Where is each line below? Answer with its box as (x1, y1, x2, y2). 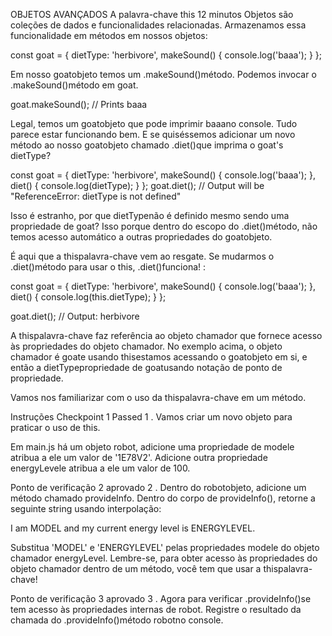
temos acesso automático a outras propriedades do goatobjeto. (10, 231, 273, 243)
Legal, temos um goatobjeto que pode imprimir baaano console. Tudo (10, 118, 298, 129)
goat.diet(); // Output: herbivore (10, 310, 140, 322)
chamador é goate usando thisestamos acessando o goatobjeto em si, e (10, 351, 308, 363)
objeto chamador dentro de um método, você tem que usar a (10, 563, 262, 574)
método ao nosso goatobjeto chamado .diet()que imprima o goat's (10, 139, 284, 151)
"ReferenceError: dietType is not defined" (10, 190, 182, 202)
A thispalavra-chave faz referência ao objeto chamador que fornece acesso (10, 330, 323, 341)
